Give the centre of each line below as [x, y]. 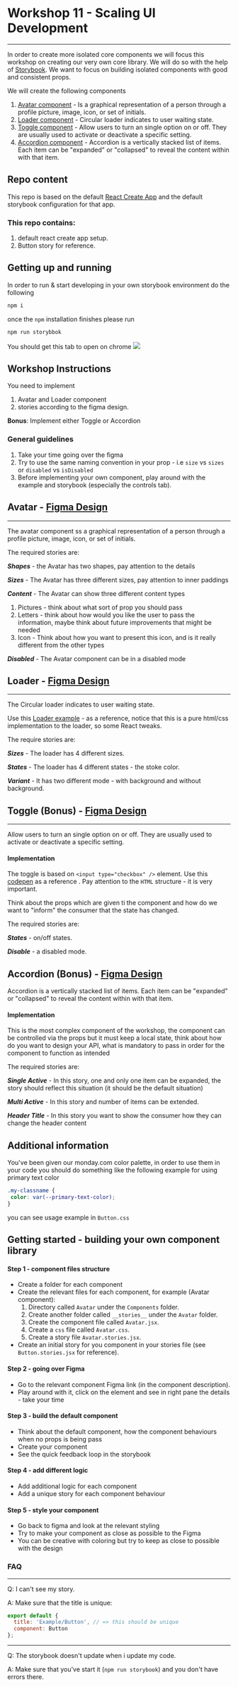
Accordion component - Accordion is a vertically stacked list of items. [119, 142]
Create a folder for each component [70, 1285]
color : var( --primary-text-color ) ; [63, 1198]
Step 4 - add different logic [48, 1471]
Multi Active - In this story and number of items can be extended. [103, 1102]
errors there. [25, 1677]
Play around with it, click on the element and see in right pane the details [124, 1392]
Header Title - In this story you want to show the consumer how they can [114, 1116]
